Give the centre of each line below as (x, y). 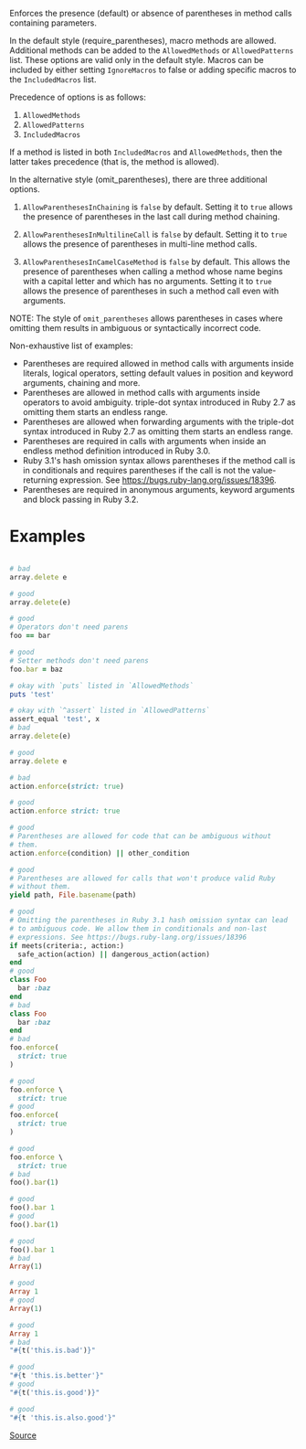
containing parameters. (53, 23)
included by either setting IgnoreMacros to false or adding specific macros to (153, 69)
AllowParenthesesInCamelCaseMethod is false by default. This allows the (156, 261)
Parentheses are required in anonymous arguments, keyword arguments (158, 490)
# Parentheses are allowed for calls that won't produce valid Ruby (142, 878)
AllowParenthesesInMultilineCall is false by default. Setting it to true (155, 234)
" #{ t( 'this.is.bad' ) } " (53, 1351)
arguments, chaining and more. (81, 383)
